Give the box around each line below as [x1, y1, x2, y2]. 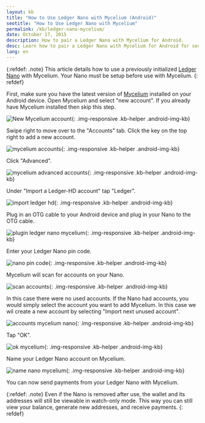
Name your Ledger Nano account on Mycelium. [6, 355, 126, 362]
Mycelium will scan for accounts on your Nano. [6, 271, 125, 278]
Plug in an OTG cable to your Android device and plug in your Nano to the [6, 211, 191, 218]
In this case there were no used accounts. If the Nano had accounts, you [6, 294, 189, 302]
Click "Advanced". [6, 157, 52, 164]
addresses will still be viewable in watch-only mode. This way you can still [6, 397, 193, 404]
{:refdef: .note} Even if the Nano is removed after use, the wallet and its [6, 390, 185, 397]
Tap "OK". [6, 331, 32, 339]
